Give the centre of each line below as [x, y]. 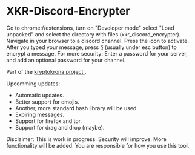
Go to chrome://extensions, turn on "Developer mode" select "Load [90, 28]
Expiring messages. [40, 114]
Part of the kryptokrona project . [46, 71]
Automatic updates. [39, 95]
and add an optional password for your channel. [66, 60]
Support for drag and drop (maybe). [60, 127]
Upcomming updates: [33, 84]
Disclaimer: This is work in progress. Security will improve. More [86, 139]
